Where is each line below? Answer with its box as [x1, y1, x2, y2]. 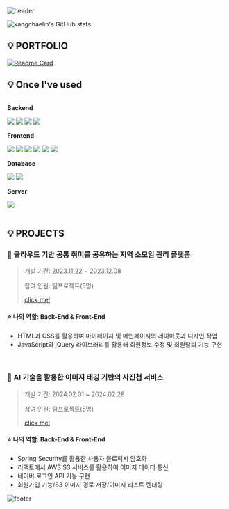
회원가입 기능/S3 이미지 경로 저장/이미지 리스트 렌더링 [17, 480, 163, 489]
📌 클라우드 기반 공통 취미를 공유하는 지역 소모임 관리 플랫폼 [7, 249, 191, 259]
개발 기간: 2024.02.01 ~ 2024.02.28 [24, 390, 125, 398]
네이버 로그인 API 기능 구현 [17, 472, 90, 480]
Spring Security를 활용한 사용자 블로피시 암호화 [17, 455, 147, 463]
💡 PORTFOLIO [7, 40, 68, 52]
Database [7, 159, 36, 167]
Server [7, 187, 28, 195]
